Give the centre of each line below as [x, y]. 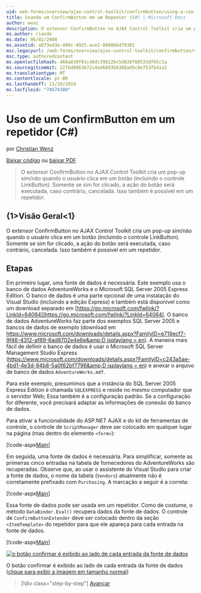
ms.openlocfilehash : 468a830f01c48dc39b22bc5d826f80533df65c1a [87, 62]
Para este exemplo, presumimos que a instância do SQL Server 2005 [91, 383]
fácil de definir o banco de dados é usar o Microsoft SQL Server [85, 347]
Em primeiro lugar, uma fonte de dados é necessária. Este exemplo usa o [96, 283]
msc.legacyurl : [25, 51]
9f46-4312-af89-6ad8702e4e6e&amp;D [56, 340]
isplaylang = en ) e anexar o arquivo [151, 365]
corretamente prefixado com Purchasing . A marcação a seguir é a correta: [98, 482]
